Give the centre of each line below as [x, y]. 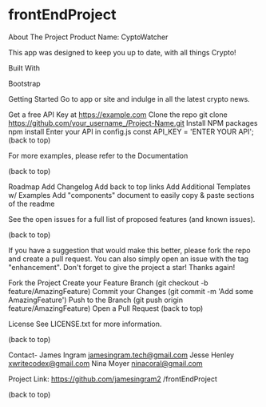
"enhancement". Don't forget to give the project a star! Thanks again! [122, 267]
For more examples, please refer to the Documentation [98, 155]
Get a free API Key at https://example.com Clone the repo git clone [118, 115]
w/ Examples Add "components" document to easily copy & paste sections [131, 195]
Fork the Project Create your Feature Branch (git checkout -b [109, 283]
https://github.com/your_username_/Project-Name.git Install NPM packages [133, 123]
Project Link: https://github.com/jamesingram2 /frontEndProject [113, 379]
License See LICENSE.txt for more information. [85, 324]
